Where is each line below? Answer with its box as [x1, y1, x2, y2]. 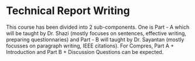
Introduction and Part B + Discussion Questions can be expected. [6, 48, 164, 55]
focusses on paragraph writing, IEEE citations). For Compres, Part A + [6, 42, 175, 49]
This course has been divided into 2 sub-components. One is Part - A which [6, 23, 190, 30]
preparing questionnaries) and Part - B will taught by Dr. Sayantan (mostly [6, 36, 184, 43]
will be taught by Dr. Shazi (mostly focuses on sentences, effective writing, [6, 29, 186, 36]
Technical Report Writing [6, 4, 130, 18]
